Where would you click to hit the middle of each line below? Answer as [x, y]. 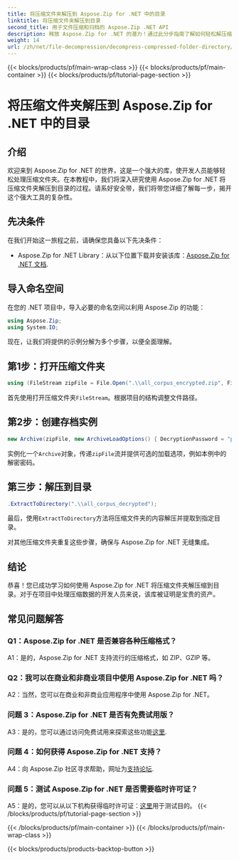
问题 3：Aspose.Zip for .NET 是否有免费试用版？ [91, 715]
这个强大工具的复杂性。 [42, 197]
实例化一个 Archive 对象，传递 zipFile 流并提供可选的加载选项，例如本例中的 [117, 453]
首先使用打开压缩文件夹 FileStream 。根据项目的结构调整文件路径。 [104, 398]
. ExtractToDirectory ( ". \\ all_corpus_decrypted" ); [83, 504]
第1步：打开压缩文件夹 [56, 366]
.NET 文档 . [33, 264]
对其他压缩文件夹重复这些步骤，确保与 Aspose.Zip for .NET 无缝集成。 [110, 542]
